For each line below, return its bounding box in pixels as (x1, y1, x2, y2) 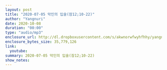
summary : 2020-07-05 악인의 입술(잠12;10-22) (5, 53, 95, 58)
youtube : (9, 48, 28, 53)
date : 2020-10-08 (5, 21, 41, 26)
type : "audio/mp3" (5, 30, 43, 35)
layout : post (5, 7, 32, 12)
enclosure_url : (5, 35, 37, 40)
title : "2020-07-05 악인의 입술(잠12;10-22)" (5, 12, 95, 17)
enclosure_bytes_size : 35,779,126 (5, 39, 77, 44)
